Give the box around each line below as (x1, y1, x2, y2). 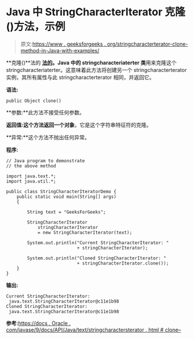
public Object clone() (6, 98, 62, 104)
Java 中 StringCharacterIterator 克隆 (6, 5, 186, 19)
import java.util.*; (6, 178, 57, 184)
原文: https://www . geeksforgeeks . (20, 40, 106, 47)
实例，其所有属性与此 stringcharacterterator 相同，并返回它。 (6, 74, 155, 81)
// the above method (6, 163, 57, 169)
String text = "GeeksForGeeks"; (27, 209, 107, 215)
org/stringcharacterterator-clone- (107, 40, 189, 47)
